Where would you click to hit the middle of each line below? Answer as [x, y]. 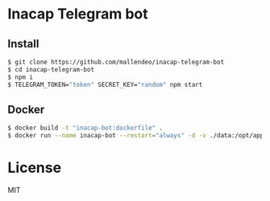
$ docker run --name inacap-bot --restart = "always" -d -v [107, 136]
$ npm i [21, 77]
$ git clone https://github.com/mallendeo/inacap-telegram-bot [116, 62]
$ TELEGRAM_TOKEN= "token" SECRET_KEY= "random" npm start [105, 84]
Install [23, 44]
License [35, 168]
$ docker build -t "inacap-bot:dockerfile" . [85, 128]
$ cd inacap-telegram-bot [51, 69]
